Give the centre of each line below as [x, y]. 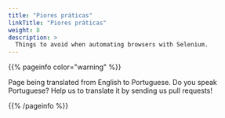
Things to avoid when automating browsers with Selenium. [112, 45]
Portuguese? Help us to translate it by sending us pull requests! [111, 90]
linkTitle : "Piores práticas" [58, 23]
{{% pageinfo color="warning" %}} [65, 67]
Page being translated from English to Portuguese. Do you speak [113, 83]
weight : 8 [24, 30]
